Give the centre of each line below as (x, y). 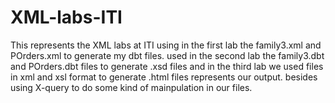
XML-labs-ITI (66, 17)
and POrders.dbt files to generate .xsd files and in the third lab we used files (167, 66)
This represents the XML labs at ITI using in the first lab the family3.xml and (166, 45)
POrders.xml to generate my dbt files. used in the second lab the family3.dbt (167, 55)
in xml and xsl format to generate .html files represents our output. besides (164, 77)
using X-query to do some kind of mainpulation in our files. (131, 87)
